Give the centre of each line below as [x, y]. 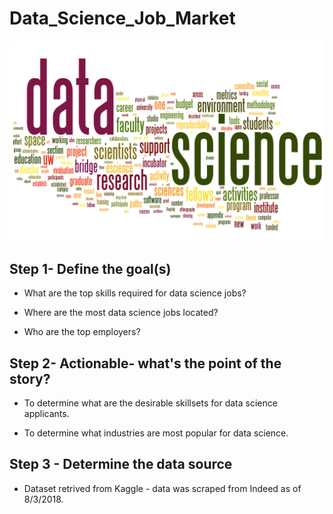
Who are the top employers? [82, 332]
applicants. [46, 413]
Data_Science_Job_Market [122, 18]
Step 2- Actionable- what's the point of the [145, 363]
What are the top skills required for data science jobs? [135, 293]
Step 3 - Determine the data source [121, 464]
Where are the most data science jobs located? [121, 313]
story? [30, 378]
